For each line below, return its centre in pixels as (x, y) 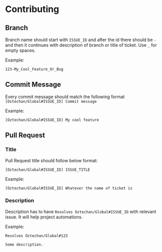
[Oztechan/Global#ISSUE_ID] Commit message (51, 101)
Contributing (32, 9)
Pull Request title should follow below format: (52, 160)
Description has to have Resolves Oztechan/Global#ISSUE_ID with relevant (81, 211)
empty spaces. (20, 50)
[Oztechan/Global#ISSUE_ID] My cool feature (52, 120)
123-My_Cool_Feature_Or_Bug (34, 69)
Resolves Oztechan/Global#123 (37, 236)
